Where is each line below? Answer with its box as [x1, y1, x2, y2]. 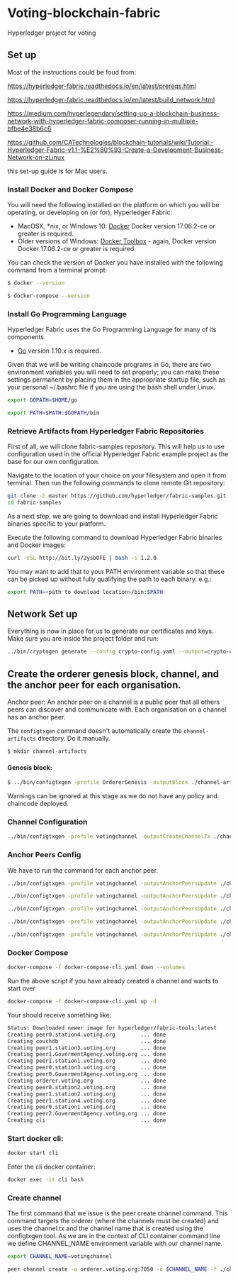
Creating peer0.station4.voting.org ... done [7, 1031, 166, 1038]
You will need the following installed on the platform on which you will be [7, 201, 220, 209]
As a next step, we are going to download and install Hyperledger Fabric [7, 512, 218, 520]
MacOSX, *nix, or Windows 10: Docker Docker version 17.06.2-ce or [17, 222, 215, 231]
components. [7, 333, 46, 341]
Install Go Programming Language [7, 309, 127, 319]
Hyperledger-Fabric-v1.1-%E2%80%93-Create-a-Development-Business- [7, 145, 225, 154]
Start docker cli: [7, 1134, 64, 1144]
